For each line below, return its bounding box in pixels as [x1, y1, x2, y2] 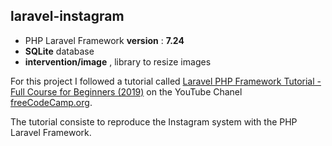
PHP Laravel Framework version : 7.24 [24, 34, 185, 46]
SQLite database [24, 45, 95, 57]
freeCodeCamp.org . [10, 96, 93, 108]
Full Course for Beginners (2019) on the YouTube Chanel [10, 85, 243, 98]
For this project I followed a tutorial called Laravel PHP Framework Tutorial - [10, 75, 322, 87]
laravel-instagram [10, 8, 125, 25]
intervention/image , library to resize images [24, 55, 212, 68]
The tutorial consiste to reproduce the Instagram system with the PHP [10, 115, 298, 128]
